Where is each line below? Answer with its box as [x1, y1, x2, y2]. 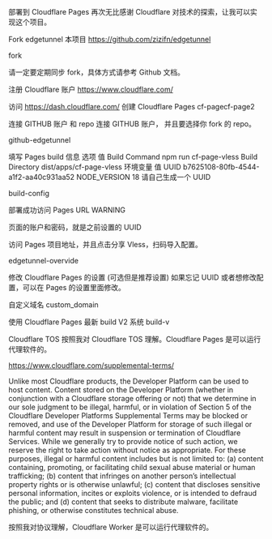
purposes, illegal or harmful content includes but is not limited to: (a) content [8, 454, 264, 464]
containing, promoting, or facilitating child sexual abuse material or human [8, 463, 256, 472]
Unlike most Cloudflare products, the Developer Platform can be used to [8, 376, 249, 386]
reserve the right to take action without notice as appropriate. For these [8, 445, 247, 455]
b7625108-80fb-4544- [182, 162, 260, 172]
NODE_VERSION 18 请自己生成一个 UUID [76, 173, 211, 182]
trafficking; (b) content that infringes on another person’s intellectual [8, 471, 236, 481]
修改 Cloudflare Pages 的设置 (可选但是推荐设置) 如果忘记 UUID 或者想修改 [8, 272, 257, 282]
